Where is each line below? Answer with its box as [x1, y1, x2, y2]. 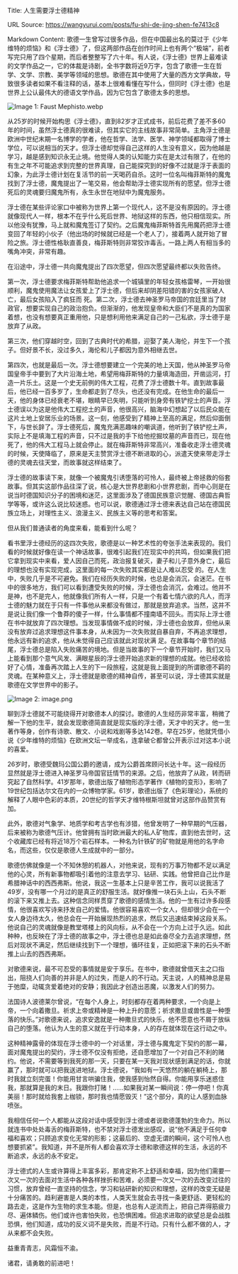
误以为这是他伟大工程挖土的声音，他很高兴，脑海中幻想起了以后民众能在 [19, 405, 231, 413]
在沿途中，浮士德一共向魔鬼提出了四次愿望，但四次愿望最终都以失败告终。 [7, 262, 225, 271]
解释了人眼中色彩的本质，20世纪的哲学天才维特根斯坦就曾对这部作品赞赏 [7, 795, 220, 803]
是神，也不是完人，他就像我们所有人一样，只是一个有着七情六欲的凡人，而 [7, 592, 225, 600]
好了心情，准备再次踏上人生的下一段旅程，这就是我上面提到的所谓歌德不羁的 [7, 663, 231, 671]
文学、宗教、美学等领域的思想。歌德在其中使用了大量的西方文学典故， [19, 70, 225, 79]
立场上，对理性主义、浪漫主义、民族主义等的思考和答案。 [13, 509, 181, 517]
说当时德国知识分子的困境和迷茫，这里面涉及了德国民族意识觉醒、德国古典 [7, 491, 225, 499]
